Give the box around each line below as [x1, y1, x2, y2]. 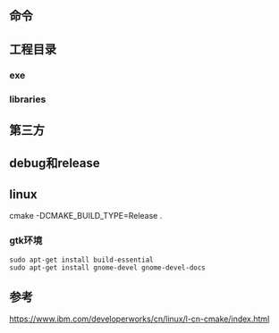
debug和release [9, 155, 100, 171]
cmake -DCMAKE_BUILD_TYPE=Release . [9, 211, 163, 221]
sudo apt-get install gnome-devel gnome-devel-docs [9, 262, 206, 272]
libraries [9, 93, 46, 105]
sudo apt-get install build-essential [9, 255, 154, 264]
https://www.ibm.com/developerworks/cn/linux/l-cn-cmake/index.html [9, 313, 270, 324]
